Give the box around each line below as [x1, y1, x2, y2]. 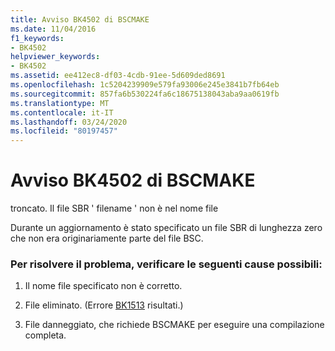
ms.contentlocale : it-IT [10, 107, 114, 118]
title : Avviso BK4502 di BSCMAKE [10, 14, 150, 25]
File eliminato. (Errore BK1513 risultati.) [24, 299, 184, 311]
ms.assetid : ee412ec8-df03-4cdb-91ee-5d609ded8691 [10, 71, 226, 81]
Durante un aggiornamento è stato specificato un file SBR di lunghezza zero [10, 222, 323, 234]
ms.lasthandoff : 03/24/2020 [10, 117, 128, 127]
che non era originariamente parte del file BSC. [10, 232, 204, 245]
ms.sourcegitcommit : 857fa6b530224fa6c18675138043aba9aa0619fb [10, 89, 280, 99]
